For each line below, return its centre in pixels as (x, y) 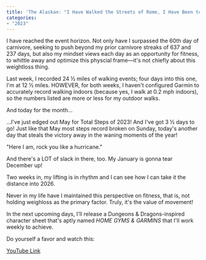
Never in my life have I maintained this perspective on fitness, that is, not (98, 196)
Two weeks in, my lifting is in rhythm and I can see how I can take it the (96, 177)
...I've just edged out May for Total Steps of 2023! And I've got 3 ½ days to (101, 122)
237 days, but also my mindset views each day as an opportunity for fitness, (103, 54)
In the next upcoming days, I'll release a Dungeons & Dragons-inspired (96, 214)
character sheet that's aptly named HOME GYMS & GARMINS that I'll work (100, 221)
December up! (25, 166)
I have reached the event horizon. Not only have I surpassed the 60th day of (103, 41)
